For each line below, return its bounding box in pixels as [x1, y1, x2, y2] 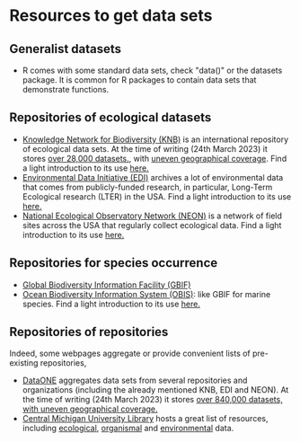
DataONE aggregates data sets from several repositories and [22, 375, 248, 386]
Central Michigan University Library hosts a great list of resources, [22, 413, 269, 424]
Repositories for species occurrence [9, 255, 218, 270]
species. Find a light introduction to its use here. [22, 298, 200, 309]
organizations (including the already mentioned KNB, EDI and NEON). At [22, 385, 289, 395]
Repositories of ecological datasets [9, 110, 212, 126]
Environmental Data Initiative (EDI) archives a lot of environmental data [22, 172, 284, 182]
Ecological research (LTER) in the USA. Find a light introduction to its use [22, 190, 292, 202]
